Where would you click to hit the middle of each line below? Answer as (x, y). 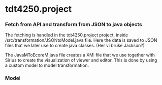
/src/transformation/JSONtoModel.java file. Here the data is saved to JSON (81, 40)
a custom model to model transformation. (47, 65)
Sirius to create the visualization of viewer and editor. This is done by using (81, 60)
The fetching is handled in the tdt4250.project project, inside (66, 35)
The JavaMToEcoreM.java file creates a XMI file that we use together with (80, 55)
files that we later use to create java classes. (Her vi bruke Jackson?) (75, 46)
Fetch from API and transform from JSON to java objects (74, 25)
